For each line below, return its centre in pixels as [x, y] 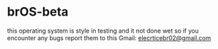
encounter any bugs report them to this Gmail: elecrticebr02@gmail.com [109, 37]
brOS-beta [38, 12]
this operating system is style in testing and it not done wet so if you [103, 31]
